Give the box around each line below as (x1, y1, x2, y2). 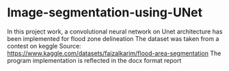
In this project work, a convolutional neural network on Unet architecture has (7, 27, 223, 35)
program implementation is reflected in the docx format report (7, 56, 182, 64)
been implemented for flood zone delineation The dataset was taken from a (7, 34, 219, 42)
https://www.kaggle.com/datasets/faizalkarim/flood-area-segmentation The (7, 49, 221, 57)
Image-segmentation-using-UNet (7, 5, 203, 20)
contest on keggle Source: (7, 42, 81, 50)
